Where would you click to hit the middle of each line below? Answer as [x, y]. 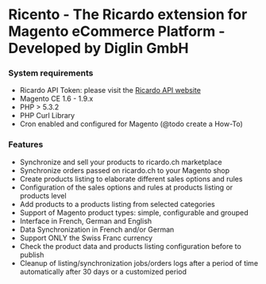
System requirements [51, 73]
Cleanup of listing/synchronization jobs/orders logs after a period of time [139, 263]
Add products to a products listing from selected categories [118, 204]
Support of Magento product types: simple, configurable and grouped [134, 213]
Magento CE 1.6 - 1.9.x [56, 99]
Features [26, 144]
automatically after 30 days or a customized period [103, 271]
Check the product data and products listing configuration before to [131, 246]
